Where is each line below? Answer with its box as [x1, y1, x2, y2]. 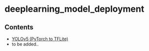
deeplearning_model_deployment [4, 3, 145, 15]
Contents [4, 23, 34, 31]
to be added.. [11, 41, 39, 47]
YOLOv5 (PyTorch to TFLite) [11, 36, 68, 42]
